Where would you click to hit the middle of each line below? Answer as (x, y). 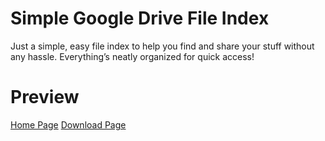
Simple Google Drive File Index (140, 18)
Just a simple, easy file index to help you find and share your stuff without (162, 46)
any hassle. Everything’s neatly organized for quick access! (132, 56)
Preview (45, 97)
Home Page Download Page (68, 124)
